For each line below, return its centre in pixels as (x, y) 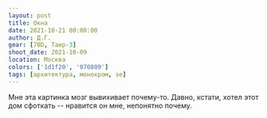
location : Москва (37, 60)
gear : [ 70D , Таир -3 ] (43, 45)
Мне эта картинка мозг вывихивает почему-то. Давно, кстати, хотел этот (133, 97)
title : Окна (28, 23)
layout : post (30, 15)
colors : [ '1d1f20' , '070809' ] (59, 67)
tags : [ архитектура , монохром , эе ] (67, 74)
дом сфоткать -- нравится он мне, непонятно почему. (100, 105)
